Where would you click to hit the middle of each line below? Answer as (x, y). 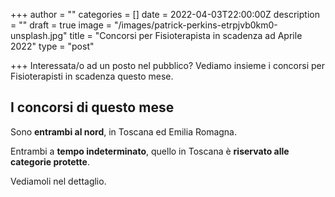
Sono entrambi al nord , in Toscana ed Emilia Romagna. (124, 131)
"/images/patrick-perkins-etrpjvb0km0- (195, 25)
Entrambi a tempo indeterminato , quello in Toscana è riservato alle (150, 151)
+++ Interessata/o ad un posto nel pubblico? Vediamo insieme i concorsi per (167, 65)
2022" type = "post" (52, 46)
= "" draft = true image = (61, 25)
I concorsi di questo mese (92, 107)
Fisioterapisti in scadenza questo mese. (92, 76)
